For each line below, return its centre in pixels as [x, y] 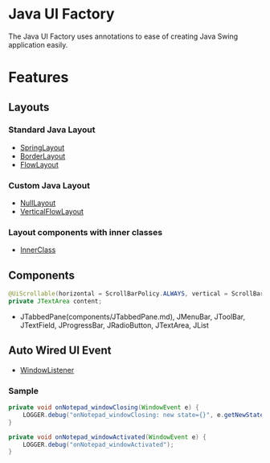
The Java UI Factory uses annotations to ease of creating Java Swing [123, 36]
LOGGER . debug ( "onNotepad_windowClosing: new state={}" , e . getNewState [143, 415]
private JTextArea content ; [55, 302]
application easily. [38, 44]
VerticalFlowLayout [52, 212]
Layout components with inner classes [86, 233]
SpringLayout [42, 147]
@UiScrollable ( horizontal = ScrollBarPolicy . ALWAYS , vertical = [118, 294]
